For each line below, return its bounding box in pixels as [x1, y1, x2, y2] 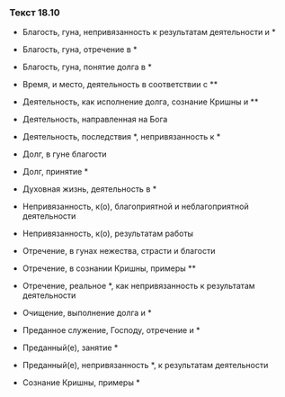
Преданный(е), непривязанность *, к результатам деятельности [22, 360, 269, 371]
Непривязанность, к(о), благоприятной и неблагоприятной [22, 201, 249, 212]
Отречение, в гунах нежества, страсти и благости [22, 246, 216, 257]
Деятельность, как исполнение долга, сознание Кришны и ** [22, 96, 259, 107]
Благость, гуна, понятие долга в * [22, 61, 153, 73]
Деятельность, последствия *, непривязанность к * [22, 131, 221, 142]
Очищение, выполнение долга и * [22, 308, 153, 319]
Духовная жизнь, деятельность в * [22, 184, 157, 194]
